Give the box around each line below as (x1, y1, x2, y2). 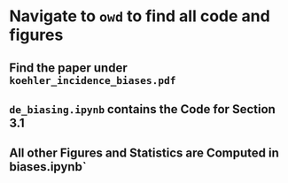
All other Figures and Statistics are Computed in (9, 146, 279, 161)
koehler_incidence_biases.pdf (9, 73, 176, 87)
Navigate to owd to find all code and (9, 6, 270, 27)
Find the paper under (9, 60, 128, 75)
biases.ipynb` (9, 159, 87, 174)
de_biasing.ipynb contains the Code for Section (9, 102, 276, 117)
